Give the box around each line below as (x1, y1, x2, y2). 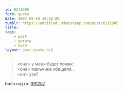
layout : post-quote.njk (5, 47, 53, 52)
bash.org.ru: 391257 (5, 80, 45, 86)
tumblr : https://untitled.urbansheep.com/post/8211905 (5, 20, 119, 26)
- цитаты (14, 39, 32, 44)
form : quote (5, 12, 29, 16)
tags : (5, 30, 16, 34)
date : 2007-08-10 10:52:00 (5, 16, 60, 21)
